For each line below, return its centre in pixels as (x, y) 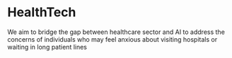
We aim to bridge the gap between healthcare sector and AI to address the (116, 32)
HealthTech (42, 12)
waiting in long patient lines (47, 47)
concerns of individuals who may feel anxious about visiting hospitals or (112, 39)
